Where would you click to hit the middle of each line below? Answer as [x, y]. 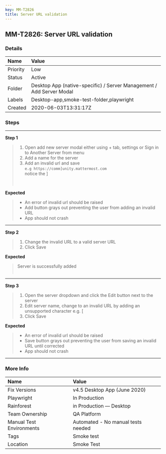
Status [15, 78]
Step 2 [12, 232]
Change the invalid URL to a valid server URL [70, 242]
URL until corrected [44, 346]
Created [17, 108]
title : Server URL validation [36, 14]
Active [39, 78]
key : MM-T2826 [20, 10]
